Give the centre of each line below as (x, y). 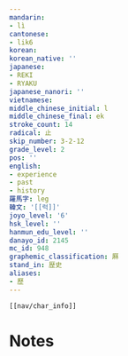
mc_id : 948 (29, 249)
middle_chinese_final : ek (56, 116)
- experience (33, 174)
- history (27, 191)
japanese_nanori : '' (47, 91)
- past (21, 183)
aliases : (25, 273)
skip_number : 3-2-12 (47, 141)
